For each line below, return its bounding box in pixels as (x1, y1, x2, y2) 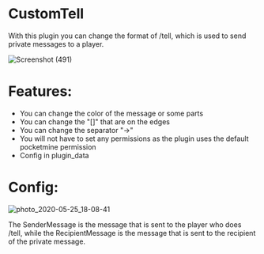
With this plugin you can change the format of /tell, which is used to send (8, 31, 247, 40)
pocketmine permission (19, 142, 96, 151)
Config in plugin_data (19, 150, 89, 160)
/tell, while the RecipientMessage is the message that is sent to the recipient (8, 228, 256, 237)
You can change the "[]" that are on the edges (19, 116, 170, 127)
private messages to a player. (8, 39, 104, 48)
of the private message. (8, 237, 85, 246)
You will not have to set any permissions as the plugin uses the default (19, 134, 249, 143)
